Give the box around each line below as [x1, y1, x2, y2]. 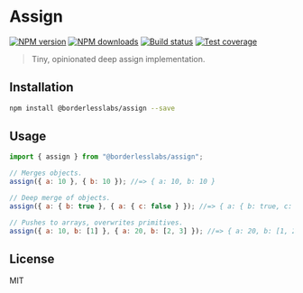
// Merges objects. [9, 169, 83, 178]
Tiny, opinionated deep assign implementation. [31, 53, 206, 64]
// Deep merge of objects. [9, 194, 111, 203]
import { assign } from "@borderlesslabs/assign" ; [9, 152, 204, 161]
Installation [9, 79, 74, 96]
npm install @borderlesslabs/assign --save [9, 104, 176, 113]
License [9, 251, 55, 267]
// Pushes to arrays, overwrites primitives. [9, 218, 183, 227]
